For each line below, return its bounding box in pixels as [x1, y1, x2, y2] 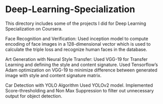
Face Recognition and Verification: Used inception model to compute [5, 36, 148, 42]
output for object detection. [5, 93, 63, 99]
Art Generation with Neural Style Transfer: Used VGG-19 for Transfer [5, 56, 148, 62]
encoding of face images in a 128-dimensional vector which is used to [5, 41, 151, 47]
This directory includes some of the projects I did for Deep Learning [5, 20, 146, 26]
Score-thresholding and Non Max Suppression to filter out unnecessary [5, 87, 154, 93]
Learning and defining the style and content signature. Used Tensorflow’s [5, 61, 158, 67]
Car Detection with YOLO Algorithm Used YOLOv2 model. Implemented [5, 82, 153, 88]
